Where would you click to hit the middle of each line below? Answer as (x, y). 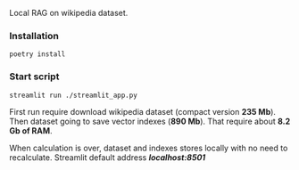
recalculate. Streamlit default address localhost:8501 (108, 157)
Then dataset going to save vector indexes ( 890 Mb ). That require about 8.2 (150, 121)
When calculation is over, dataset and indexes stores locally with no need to (149, 148)
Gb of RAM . (31, 130)
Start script (34, 77)
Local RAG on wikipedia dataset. (69, 13)
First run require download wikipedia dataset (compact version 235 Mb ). (143, 111)
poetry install (37, 54)
